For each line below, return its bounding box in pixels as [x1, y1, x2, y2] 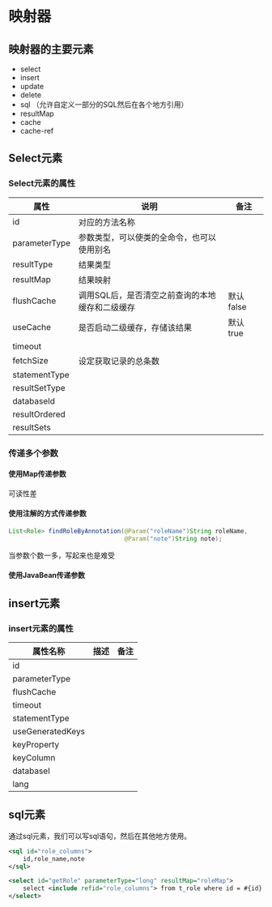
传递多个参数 [8, 447, 59, 459]
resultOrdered [12, 409, 66, 420]
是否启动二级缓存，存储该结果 [78, 322, 193, 333]
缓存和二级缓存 [78, 302, 136, 313]
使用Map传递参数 [8, 469, 66, 479]
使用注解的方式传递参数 [8, 508, 87, 519]
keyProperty [12, 739, 60, 751]
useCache [12, 321, 51, 332]
